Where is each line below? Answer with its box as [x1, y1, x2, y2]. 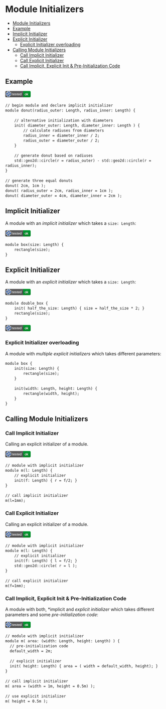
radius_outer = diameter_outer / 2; [23, 138, 100, 143]
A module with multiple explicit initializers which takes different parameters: [5, 350, 161, 357]
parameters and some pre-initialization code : [5, 611, 99, 618]
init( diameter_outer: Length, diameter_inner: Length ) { [14, 123, 140, 128]
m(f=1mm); [5, 583, 26, 588]
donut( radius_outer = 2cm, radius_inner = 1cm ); [5, 188, 113, 193]
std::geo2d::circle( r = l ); [14, 563, 78, 568]
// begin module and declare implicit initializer [5, 103, 113, 108]
